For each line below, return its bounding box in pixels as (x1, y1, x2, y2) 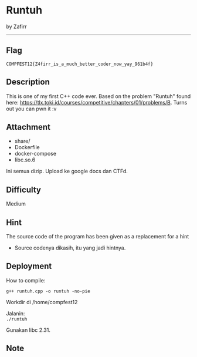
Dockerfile (14, 144, 40, 151)
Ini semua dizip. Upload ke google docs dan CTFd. (6, 168, 128, 175)
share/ (14, 137, 30, 144)
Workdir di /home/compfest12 (6, 298, 78, 305)
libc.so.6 (14, 156, 36, 163)
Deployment (6, 261, 52, 271)
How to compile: (6, 277, 46, 284)
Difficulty (6, 184, 41, 194)
